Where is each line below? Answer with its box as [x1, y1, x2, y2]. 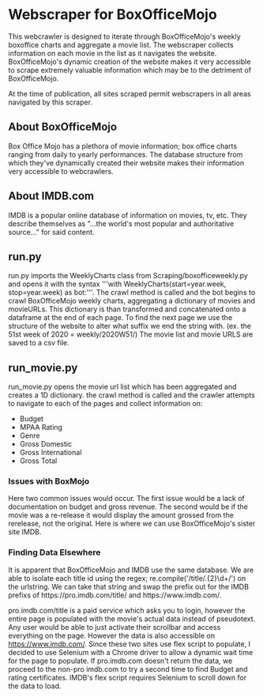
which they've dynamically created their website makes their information [8, 158, 245, 168]
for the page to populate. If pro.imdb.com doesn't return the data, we [8, 656, 233, 665]
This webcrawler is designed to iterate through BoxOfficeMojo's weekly [8, 32, 241, 41]
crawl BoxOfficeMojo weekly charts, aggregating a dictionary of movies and [8, 296, 255, 306]
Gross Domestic [19, 439, 73, 449]
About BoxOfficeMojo [8, 120, 117, 134]
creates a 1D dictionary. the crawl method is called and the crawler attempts [8, 390, 255, 400]
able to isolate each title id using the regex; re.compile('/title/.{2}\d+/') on [8, 573, 246, 582]
